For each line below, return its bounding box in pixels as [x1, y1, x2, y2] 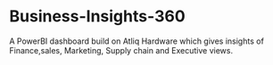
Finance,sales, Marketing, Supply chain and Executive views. [9, 45, 234, 55]
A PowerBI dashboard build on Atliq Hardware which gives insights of [9, 36, 265, 46]
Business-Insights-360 [9, 6, 186, 27]
